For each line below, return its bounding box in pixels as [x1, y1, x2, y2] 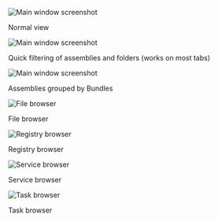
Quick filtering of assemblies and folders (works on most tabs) [8, 53, 211, 62]
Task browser [8, 205, 53, 215]
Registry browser [8, 145, 65, 153]
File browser [8, 114, 49, 123]
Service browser [8, 175, 62, 184]
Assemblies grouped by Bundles [8, 83, 113, 93]
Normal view [8, 23, 50, 31]
